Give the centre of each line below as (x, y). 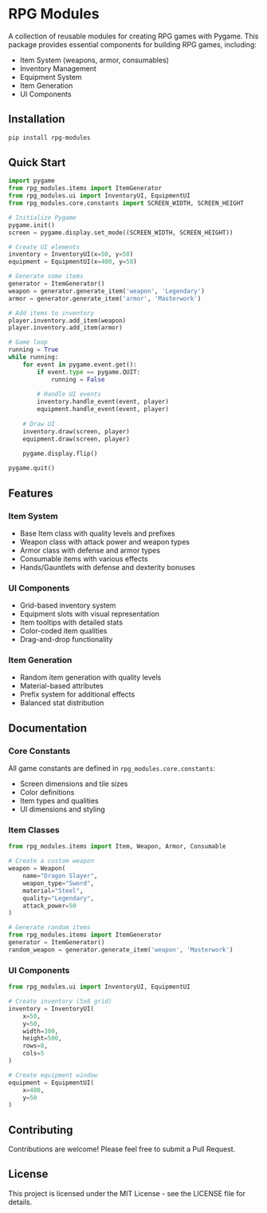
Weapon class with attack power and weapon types (104, 541)
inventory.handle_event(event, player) (103, 402)
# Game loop (28, 342)
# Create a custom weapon (51, 861)
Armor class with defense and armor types (90, 550)
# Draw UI (39, 424)
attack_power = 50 (50, 906)
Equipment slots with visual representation (89, 614)
